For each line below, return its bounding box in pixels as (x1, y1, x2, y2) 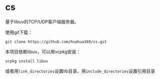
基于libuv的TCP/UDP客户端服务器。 (5, 18, 79, 24)
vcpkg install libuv (5, 58, 49, 63)
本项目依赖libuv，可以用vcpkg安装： (5, 48, 81, 54)
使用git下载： (5, 29, 33, 35)
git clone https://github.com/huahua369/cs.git (5, 39, 107, 44)
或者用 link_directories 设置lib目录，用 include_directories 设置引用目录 (5, 68, 155, 74)
